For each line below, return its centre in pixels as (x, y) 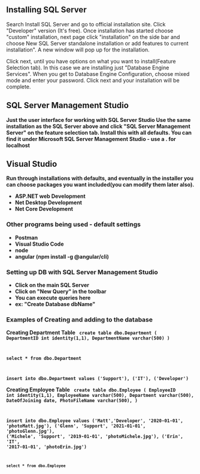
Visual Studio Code (39, 244)
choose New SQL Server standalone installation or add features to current (97, 43)
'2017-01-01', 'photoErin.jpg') (46, 447)
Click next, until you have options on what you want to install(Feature (91, 61)
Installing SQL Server (46, 10)
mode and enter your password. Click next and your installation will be (93, 80)
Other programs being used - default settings (73, 225)
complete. (19, 87)
